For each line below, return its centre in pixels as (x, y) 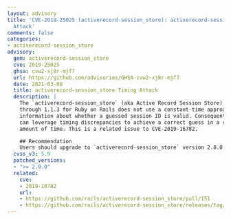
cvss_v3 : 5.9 (32, 154)
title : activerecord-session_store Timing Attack (86, 90)
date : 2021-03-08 (38, 84)
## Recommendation (46, 141)
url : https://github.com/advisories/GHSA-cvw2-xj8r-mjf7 (97, 77)
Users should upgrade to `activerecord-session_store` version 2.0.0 (121, 148)
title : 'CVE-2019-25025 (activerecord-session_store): (87, 20)
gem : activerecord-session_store (61, 59)
